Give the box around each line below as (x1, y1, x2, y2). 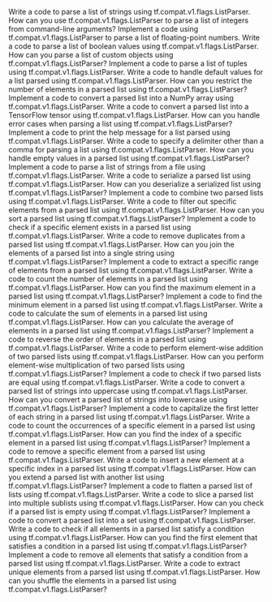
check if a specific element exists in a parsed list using (8, 222, 192, 232)
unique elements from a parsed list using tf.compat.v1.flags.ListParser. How (8, 567, 261, 577)
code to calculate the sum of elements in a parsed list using (8, 308, 208, 318)
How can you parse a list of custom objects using (8, 50, 174, 59)
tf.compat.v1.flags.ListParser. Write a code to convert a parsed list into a (8, 101, 249, 111)
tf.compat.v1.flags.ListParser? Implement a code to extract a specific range (8, 257, 259, 266)
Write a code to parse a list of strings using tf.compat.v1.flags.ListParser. (8, 7, 251, 16)
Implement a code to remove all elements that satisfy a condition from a (8, 550, 248, 559)
